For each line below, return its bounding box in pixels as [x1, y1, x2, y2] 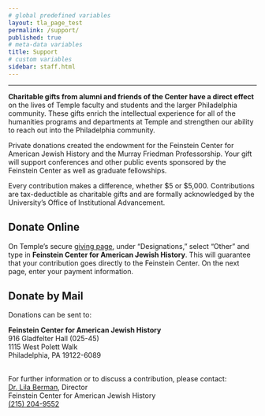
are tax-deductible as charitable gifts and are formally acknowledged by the [8, 189, 255, 199]
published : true [8, 33, 62, 42]
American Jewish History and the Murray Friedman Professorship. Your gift [8, 149, 252, 158]
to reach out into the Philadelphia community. [8, 125, 155, 135]
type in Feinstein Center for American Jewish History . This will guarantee [8, 250, 251, 259]
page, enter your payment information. [8, 266, 134, 276]
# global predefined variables [8, 11, 111, 20]
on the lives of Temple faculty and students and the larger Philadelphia [8, 100, 238, 110]
